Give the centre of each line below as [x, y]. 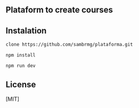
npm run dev [21, 66]
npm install [21, 55]
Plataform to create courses [59, 10]
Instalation [26, 31]
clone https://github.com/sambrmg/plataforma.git [69, 45]
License [21, 84]
